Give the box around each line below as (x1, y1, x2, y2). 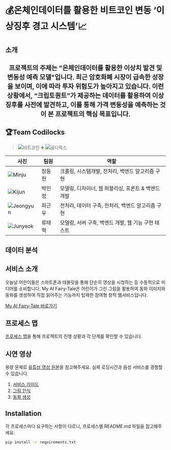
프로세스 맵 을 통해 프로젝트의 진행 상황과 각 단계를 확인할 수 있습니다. (5, 334, 142, 340)
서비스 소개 (5, 265, 38, 274)
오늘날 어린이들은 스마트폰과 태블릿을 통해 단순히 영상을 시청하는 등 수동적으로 (5, 279, 160, 285)
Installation (5, 409, 42, 417)
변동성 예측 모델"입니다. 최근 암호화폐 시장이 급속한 (7, 73, 151, 81)
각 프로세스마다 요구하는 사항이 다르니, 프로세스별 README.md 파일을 (5, 423, 145, 430)
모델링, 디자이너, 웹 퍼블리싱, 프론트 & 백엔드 (60, 185, 160, 192)
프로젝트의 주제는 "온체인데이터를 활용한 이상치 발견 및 (9, 64, 162, 72)
